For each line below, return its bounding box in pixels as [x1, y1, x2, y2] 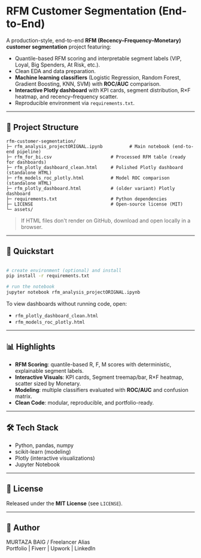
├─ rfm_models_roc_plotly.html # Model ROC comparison [6, 175, 170, 181]
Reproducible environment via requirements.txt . [14, 99, 135, 106]
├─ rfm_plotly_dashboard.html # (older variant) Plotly [6, 185, 175, 191]
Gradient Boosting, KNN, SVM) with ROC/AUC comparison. [14, 80, 162, 88]
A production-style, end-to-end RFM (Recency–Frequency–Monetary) [6, 37, 181, 44]
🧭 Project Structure [6, 122, 79, 132]
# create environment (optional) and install [6, 267, 121, 273]
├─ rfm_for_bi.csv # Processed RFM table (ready [6, 154, 186, 160]
